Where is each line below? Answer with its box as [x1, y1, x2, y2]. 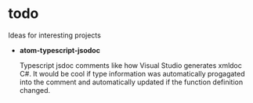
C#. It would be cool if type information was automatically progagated [19, 69, 245, 78]
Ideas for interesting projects [8, 30, 102, 40]
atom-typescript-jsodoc [19, 45, 100, 55]
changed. [19, 85, 51, 94]
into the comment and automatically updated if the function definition [19, 77, 244, 87]
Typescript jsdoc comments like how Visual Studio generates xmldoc [19, 60, 243, 70]
